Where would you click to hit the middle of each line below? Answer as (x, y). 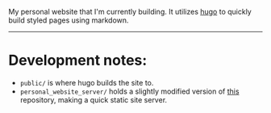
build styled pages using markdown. (69, 20)
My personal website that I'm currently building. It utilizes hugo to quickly (130, 12)
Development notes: (78, 61)
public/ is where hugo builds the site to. (87, 82)
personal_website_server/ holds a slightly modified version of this (129, 91)
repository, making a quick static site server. (94, 99)
